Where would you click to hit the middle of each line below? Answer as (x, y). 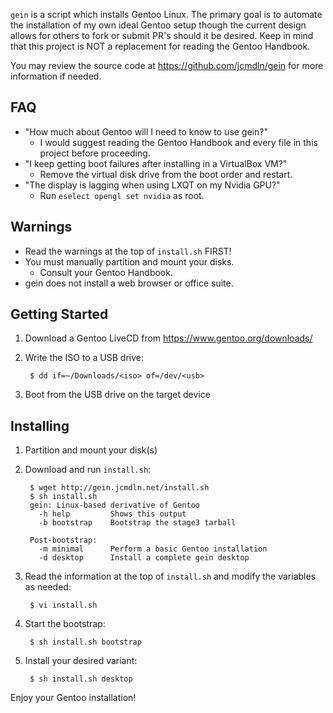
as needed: (48, 587)
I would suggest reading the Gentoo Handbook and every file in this (178, 142)
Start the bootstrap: (65, 624)
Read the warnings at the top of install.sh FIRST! (128, 251)
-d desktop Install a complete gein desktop (144, 558)
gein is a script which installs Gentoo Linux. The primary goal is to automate (166, 14)
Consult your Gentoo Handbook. (106, 272)
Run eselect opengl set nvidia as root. (122, 195)
